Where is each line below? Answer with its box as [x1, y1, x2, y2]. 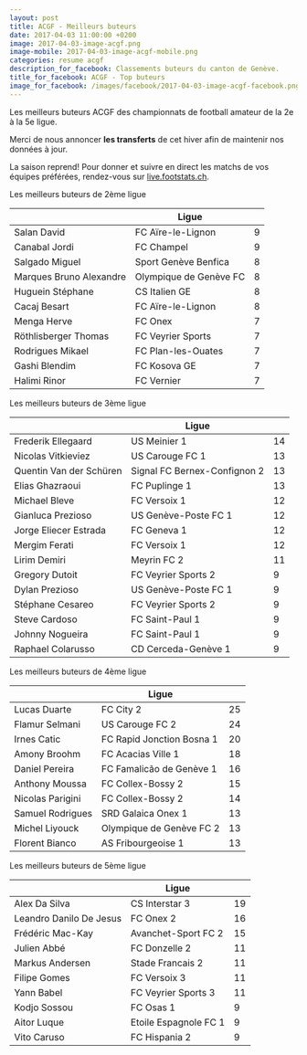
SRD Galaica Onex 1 [101, 807, 188, 819]
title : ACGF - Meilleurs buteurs [9, 22, 137, 31]
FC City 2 [101, 702, 142, 715]
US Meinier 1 [131, 435, 187, 448]
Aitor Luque [14, 1016, 65, 1029]
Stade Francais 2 [131, 956, 204, 969]
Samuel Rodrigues [14, 807, 93, 819]
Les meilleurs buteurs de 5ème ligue [9, 860, 146, 870]
